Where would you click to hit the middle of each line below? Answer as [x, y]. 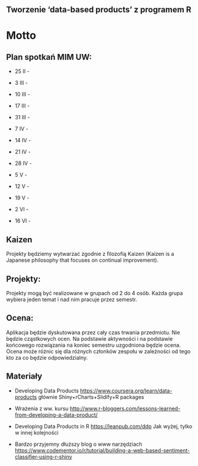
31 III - [22, 118]
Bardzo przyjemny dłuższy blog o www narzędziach [78, 444]
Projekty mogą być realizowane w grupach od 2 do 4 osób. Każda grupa [95, 293]
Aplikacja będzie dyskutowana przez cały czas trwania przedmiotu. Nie [93, 332]
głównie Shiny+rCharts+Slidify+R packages [91, 397]
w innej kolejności [36, 432]
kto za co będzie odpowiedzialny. [47, 357]
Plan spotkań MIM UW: [49, 57]
